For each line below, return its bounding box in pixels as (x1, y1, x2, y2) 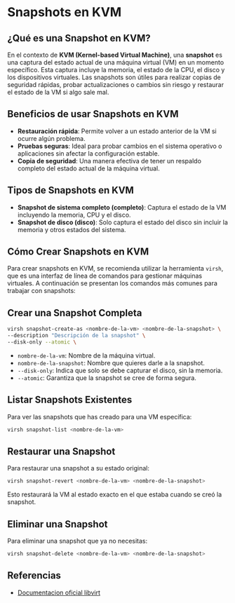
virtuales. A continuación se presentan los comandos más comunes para (7, 279, 217, 287)
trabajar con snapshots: (7, 287, 76, 295)
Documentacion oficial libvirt (17, 588, 100, 597)
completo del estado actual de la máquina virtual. (17, 164, 160, 172)
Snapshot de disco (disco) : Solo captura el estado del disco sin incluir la (17, 218, 228, 226)
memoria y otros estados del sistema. (17, 225, 126, 233)
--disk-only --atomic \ (7, 339, 77, 346)
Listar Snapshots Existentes (7, 394, 133, 406)
